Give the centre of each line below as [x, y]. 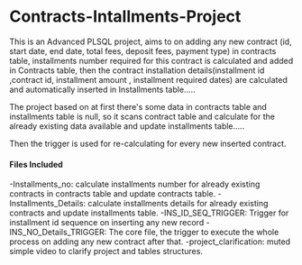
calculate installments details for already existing [178, 204]
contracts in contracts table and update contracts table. [113, 194]
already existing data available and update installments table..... [127, 126]
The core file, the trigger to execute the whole [194, 233]
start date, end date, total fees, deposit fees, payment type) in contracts [143, 50]
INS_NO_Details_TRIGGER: [58, 233]
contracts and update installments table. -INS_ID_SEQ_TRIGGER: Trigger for [149, 213]
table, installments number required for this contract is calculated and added [151, 60]
